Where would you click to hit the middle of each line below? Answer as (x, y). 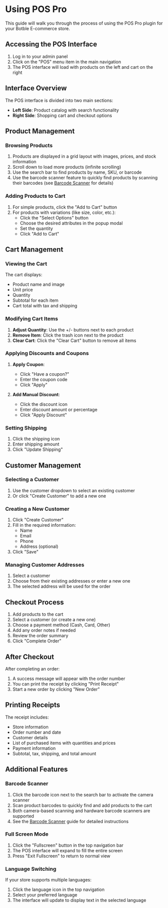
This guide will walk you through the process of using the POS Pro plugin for (84, 23)
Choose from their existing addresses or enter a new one (71, 581)
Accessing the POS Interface (51, 44)
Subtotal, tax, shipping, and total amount (54, 753)
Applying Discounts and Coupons (47, 354)
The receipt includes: (27, 717)
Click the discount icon (44, 404)
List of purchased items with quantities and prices (64, 743)
